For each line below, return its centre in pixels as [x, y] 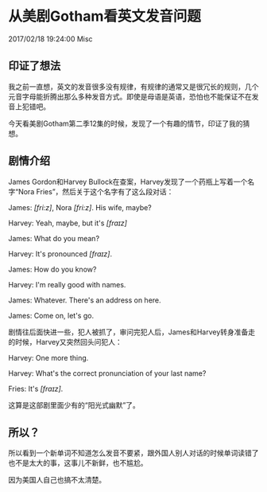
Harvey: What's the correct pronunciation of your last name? [107, 373]
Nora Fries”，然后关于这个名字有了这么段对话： [96, 191]
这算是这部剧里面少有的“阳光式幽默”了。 [74, 405]
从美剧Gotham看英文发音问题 [104, 16]
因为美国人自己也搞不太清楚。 [57, 480]
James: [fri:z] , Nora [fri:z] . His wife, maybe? [80, 207]
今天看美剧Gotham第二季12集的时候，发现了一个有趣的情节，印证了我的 [126, 123]
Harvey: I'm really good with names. [67, 284]
